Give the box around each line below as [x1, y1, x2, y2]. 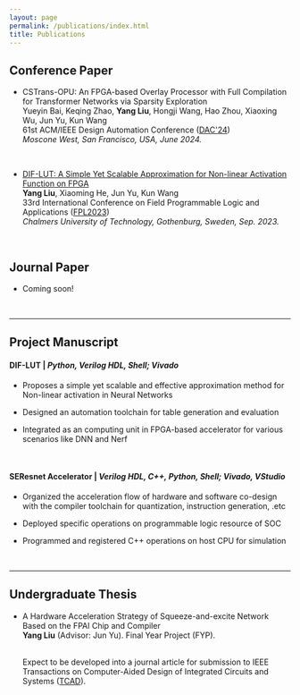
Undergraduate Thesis [9, 587, 137, 602]
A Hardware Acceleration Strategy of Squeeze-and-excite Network [21, 610, 270, 622]
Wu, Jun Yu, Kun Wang [21, 115, 107, 126]
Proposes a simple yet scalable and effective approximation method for [21, 379, 285, 390]
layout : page [9, 13, 58, 22]
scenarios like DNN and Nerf [21, 433, 128, 444]
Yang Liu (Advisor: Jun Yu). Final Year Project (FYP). [21, 630, 216, 640]
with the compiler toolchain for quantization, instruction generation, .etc [21, 500, 286, 511]
